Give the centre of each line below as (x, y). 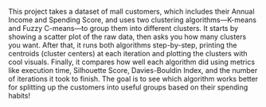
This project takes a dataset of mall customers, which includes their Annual (131, 11)
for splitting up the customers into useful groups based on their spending (128, 87)
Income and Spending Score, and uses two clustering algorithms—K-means (133, 20)
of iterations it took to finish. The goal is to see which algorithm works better (133, 79)
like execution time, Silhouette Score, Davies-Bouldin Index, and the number (133, 70)
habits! (19, 96)
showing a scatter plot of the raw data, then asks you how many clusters (127, 36)
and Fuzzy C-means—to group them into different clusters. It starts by (123, 28)
